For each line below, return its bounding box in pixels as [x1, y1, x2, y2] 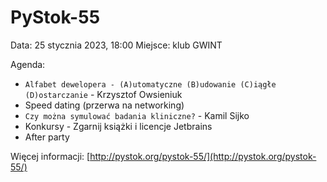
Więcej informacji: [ [10, 150, 91, 162]
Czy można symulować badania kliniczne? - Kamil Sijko [24, 109, 250, 121]
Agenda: [10, 58, 46, 70]
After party [24, 131, 70, 143]
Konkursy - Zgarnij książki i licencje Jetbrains [24, 120, 213, 132]
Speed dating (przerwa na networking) [24, 99, 185, 111]
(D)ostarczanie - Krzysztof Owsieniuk [24, 88, 183, 100]
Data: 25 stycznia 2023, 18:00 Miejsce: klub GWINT [10, 39, 223, 51]
